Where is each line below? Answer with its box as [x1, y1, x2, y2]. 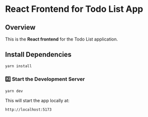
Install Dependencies [5, 50, 72, 59]
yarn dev [5, 88, 23, 93]
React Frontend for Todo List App [5, 3, 144, 15]
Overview [5, 23, 36, 32]
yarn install [5, 63, 32, 69]
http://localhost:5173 [5, 107, 52, 112]
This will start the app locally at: [5, 97, 70, 103]
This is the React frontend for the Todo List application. [5, 36, 118, 42]
